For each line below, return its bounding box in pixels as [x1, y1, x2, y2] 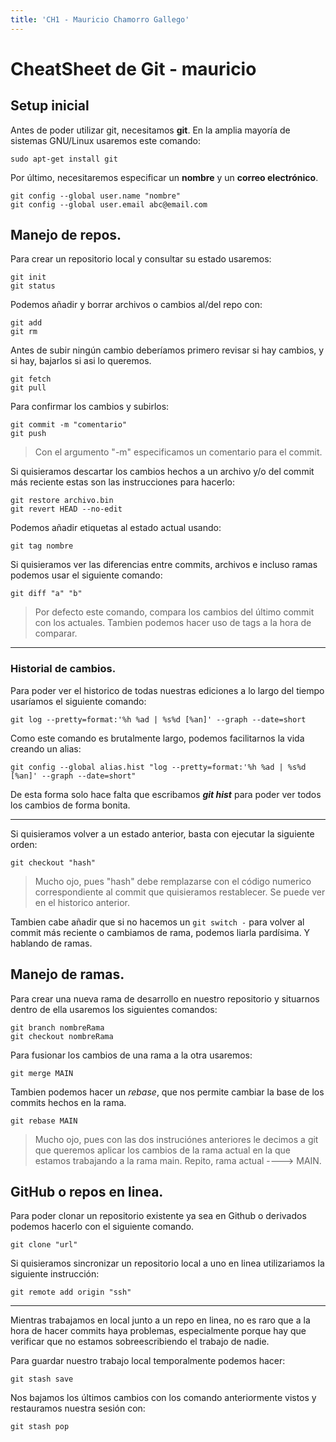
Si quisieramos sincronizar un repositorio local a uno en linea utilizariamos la [10, 1257, 325, 1270]
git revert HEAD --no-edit [10, 504, 123, 515]
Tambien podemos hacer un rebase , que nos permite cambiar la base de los [10, 1086, 325, 1098]
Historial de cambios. [10, 662, 117, 676]
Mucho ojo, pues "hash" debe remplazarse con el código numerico [34, 875, 312, 887]
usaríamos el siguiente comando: [10, 695, 147, 707]
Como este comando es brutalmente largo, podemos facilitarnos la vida [10, 732, 305, 744]
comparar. [34, 627, 78, 640]
